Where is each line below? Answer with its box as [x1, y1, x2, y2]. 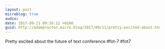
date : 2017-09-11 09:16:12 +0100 [5, 20, 74, 26]
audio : [5, 16, 19, 21]
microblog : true [5, 12, 38, 16]
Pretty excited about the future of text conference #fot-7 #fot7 [5, 38, 131, 44]
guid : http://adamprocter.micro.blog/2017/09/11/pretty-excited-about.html [5, 25, 164, 30]
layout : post [5, 7, 32, 12]
